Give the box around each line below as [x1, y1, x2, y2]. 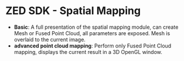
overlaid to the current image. [13, 36, 86, 43]
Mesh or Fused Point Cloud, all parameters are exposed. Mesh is [13, 29, 171, 36]
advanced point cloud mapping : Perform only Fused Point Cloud [13, 42, 172, 49]
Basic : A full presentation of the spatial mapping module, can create [13, 23, 179, 30]
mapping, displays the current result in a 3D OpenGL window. [13, 48, 162, 55]
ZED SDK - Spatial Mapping [5, 4, 141, 18]
